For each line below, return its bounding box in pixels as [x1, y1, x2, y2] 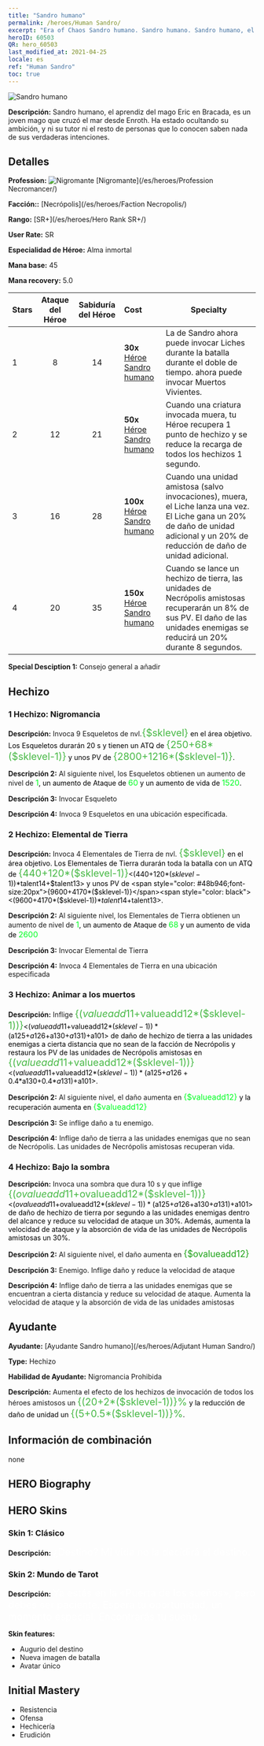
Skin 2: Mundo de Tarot [8, 1569, 99, 1580]
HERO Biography [8, 1477, 92, 1491]
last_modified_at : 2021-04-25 [8, 48, 108, 56]
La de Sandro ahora [165, 328, 238, 339]
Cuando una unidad [165, 471, 238, 482]
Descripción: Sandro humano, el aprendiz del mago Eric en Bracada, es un [8, 107, 251, 117]
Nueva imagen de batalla [19, 1653, 101, 1662]
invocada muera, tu [165, 409, 237, 420]
